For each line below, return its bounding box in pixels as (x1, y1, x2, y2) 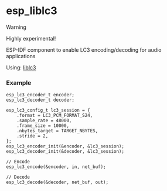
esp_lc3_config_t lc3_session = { (6, 108, 91, 113)
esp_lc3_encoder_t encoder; (6, 92, 75, 98)
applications (6, 52, 36, 59)
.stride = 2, (16, 133, 49, 139)
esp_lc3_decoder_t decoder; (6, 97, 75, 103)
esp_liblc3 (6, 4, 57, 18)
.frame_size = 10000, (16, 123, 69, 129)
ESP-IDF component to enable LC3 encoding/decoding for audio (6, 46, 162, 53)
